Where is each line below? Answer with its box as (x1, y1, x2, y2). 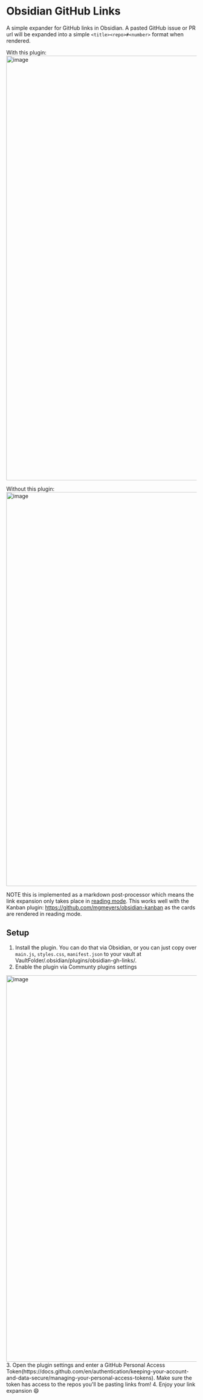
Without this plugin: (6, 485, 55, 492)
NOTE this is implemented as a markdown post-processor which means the (6, 891, 195, 898)
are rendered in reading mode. (6, 910, 82, 917)
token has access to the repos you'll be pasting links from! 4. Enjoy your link (6, 1381, 196, 1388)
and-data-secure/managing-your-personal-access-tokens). (6, 1374, 155, 1381)
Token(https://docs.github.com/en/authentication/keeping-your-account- (6, 1367, 189, 1375)
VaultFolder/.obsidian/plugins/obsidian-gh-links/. (14, 957, 137, 964)
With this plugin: (6, 48, 47, 56)
